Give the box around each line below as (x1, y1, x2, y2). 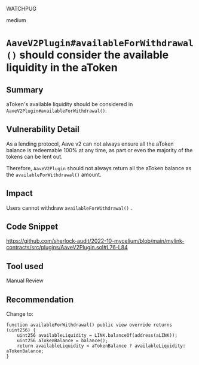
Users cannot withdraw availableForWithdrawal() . (6, 204, 133, 212)
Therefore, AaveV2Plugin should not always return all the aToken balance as (6, 164, 192, 171)
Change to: (6, 310, 34, 318)
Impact (6, 188, 33, 198)
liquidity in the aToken (6, 61, 118, 74)
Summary (6, 85, 44, 95)
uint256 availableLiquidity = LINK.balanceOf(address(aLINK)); (17, 333, 178, 339)
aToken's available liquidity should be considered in (6, 101, 133, 107)
